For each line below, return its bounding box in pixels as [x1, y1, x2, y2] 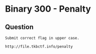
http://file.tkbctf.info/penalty [5, 44, 73, 49]
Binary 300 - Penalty [5, 3, 91, 15]
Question [5, 23, 34, 31]
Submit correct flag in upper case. [5, 36, 79, 40]
